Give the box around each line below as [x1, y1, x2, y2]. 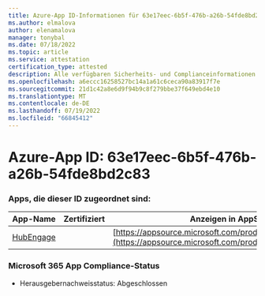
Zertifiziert [63, 214, 105, 225]
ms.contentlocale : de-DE [8, 99, 90, 107]
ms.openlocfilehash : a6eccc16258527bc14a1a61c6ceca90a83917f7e [8, 77, 221, 85]
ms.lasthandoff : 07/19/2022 [8, 107, 101, 115]
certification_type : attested [8, 63, 108, 71]
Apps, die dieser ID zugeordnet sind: [8, 193, 151, 204]
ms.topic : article [8, 48, 69, 56]
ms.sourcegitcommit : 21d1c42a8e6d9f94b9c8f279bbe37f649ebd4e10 [8, 84, 221, 93]
